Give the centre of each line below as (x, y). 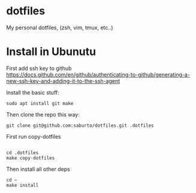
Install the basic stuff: (33, 92)
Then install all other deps (38, 169)
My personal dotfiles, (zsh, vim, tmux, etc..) (60, 27)
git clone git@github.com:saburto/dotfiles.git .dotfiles (80, 125)
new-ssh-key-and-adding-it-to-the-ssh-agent (63, 81)
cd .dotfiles (22, 153)
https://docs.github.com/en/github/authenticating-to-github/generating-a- (98, 74)
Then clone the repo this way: (43, 114)
